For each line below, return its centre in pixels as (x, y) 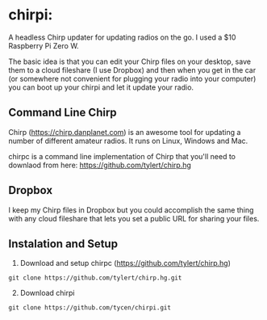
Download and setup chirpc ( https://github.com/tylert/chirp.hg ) (125, 263)
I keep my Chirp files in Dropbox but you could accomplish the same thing (131, 210)
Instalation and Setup (63, 244)
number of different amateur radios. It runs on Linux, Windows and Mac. (128, 141)
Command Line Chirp (63, 113)
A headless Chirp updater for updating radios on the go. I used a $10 (122, 37)
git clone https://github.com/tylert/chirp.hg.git (95, 278)
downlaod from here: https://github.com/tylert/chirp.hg (100, 165)
